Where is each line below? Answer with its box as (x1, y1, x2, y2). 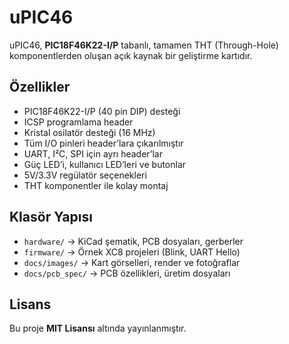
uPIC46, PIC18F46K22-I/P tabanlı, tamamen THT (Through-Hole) (9, 39, 279, 51)
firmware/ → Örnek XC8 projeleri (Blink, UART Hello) (23, 246, 241, 258)
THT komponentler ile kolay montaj (23, 179, 169, 191)
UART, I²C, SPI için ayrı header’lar (23, 147, 163, 160)
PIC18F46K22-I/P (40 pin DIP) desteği (23, 105, 181, 117)
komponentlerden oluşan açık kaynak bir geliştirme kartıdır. (9, 49, 253, 61)
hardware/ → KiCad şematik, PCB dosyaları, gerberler (23, 235, 244, 247)
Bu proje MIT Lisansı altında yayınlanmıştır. (9, 322, 187, 335)
